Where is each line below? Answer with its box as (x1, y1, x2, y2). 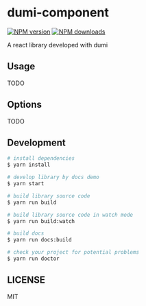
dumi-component (7, 5, 110, 21)
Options (7, 99, 42, 110)
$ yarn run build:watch (7, 217, 75, 224)
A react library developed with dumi (7, 40, 108, 49)
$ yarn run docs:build (7, 237, 72, 244)
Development (7, 137, 66, 148)
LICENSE (7, 274, 46, 286)
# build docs (7, 230, 45, 237)
